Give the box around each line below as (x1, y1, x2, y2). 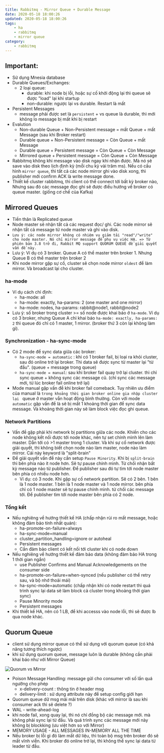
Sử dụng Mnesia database (12, 74, 65, 81)
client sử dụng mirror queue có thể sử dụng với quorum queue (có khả (12, 641, 154, 647)
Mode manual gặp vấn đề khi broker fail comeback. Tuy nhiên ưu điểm (12, 385, 155, 391)
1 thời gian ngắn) (12, 557, 46, 563)
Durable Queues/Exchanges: (12, 80, 70, 86)
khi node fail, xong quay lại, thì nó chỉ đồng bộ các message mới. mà (12, 712, 151, 718)
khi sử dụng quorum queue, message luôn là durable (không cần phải (12, 652, 153, 658)
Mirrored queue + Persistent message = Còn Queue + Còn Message (19, 153, 158, 159)
